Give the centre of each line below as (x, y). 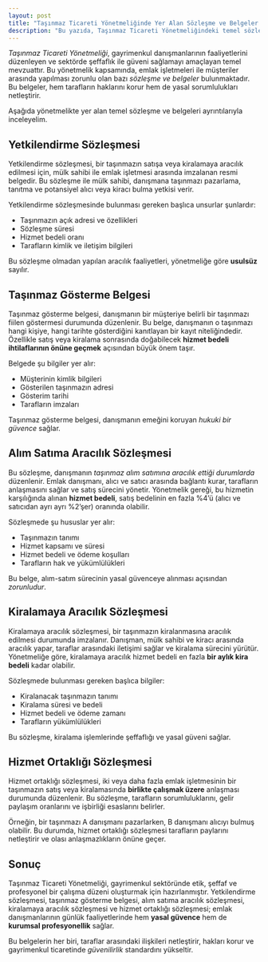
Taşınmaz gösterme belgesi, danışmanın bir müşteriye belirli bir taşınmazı (129, 314)
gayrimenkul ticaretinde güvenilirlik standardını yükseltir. (101, 950)
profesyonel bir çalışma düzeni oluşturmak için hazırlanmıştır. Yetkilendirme (132, 892)
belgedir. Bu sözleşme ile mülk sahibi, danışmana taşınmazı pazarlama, (124, 181)
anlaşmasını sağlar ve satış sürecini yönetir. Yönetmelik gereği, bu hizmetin (131, 489)
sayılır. (19, 270)
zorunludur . (27, 587)
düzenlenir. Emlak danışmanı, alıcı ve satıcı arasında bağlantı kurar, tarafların (134, 481)
